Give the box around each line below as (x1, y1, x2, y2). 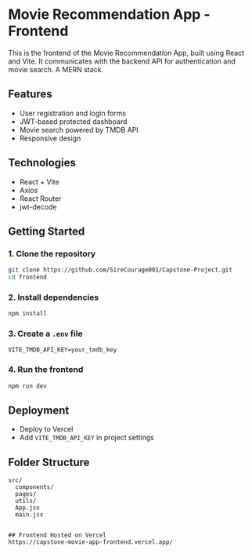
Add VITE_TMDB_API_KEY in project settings (19, 433, 155, 443)
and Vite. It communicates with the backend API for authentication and (8, 56, 236, 66)
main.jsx (15, 511, 44, 519)
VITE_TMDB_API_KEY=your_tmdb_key (8, 346, 117, 354)
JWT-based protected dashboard (19, 116, 128, 126)
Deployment (8, 404, 70, 417)
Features (8, 88, 52, 101)
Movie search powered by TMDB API (19, 125, 139, 134)
